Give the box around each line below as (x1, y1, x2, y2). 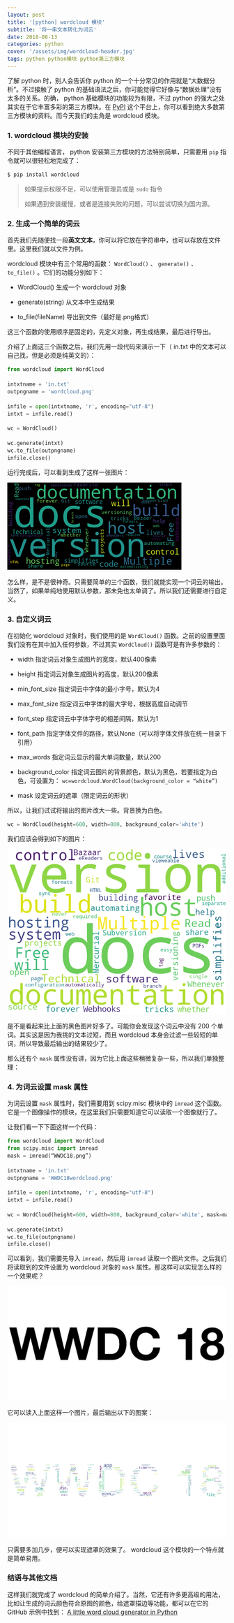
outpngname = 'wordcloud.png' (7, 388, 95, 395)
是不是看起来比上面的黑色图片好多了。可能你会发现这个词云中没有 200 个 (7, 1021, 218, 1030)
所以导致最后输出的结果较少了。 (19, 1039, 111, 1047)
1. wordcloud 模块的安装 (7, 130, 89, 140)
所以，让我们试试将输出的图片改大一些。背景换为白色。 (7, 806, 166, 815)
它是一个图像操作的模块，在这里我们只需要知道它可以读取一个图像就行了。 (7, 1108, 221, 1116)
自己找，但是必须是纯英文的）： (7, 351, 96, 360)
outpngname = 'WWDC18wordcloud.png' (7, 1174, 114, 1181)
